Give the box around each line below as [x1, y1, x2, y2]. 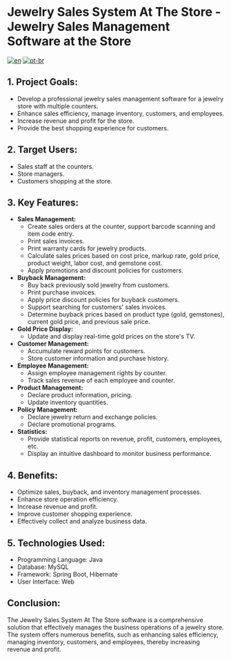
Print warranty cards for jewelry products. [27, 244, 147, 252]
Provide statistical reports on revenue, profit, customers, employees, [27, 435, 223, 443]
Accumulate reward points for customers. [27, 347, 146, 355]
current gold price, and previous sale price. [27, 318, 150, 326]
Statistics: [17, 428, 48, 436]
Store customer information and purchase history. [27, 354, 169, 363]
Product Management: [17, 383, 83, 392]
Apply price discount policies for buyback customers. [27, 296, 180, 304]
